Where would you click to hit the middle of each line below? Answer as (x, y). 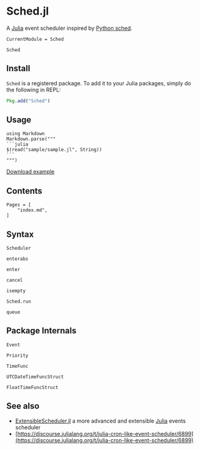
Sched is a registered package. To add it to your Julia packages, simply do (99, 83)
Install (18, 69)
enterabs (17, 259)
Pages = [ (19, 205)
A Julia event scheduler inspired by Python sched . (70, 28)
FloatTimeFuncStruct (33, 387)
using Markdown (26, 134)
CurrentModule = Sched (35, 39)
